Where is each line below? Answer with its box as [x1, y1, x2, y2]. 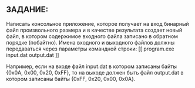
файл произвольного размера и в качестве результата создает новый [6, 26, 183, 33]
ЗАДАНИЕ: [6, 5, 49, 15]
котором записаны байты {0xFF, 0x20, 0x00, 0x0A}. [6, 75, 136, 82]
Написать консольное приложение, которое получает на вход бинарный [6, 20, 189, 27]
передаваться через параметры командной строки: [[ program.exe [6, 45, 174, 52]
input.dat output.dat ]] [6, 51, 59, 58]
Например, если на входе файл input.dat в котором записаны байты [6, 63, 177, 70]
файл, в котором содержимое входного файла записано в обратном [6, 32, 178, 40]
